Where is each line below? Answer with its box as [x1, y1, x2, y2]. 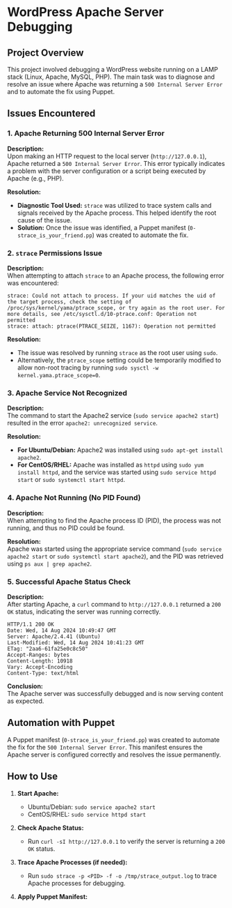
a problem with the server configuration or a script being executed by [7, 167, 206, 175]
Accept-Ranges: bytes [7, 651, 70, 658]
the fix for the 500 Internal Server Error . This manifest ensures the [7, 743, 203, 751]
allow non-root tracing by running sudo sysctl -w [17, 363, 159, 372]
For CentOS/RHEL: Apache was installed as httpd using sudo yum [17, 461, 204, 469]
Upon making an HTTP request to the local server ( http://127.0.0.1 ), [7, 151, 207, 160]
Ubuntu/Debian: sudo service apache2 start [27, 803, 156, 811]
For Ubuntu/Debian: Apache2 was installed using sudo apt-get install [17, 446, 224, 454]
